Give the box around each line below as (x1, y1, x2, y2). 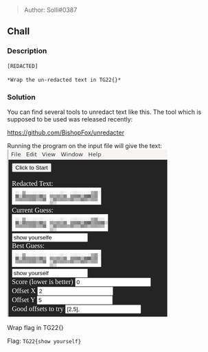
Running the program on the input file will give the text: (7, 141, 163, 150)
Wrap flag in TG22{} (7, 323, 64, 331)
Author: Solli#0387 (23, 6, 78, 14)
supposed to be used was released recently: (7, 115, 133, 123)
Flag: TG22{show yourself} (7, 336, 82, 345)
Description (7, 46, 47, 56)
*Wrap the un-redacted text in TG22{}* (7, 76, 122, 83)
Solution (7, 92, 36, 102)
